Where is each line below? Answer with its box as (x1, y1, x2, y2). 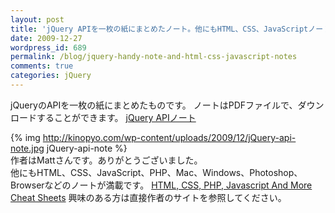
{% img (10, 131, 41, 143)
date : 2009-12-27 (10, 33, 83, 43)
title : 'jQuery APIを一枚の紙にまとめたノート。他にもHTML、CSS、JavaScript (10, 24, 309, 34)
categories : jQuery (10, 71, 92, 81)
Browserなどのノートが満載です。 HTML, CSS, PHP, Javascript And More (10, 179, 313, 191)
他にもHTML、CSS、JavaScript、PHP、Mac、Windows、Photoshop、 (10, 166, 303, 178)
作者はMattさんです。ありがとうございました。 (10, 154, 203, 166)
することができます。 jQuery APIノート (36, 111, 197, 123)
